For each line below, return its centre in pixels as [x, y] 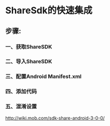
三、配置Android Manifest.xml [43, 77]
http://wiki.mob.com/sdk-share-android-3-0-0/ [55, 118]
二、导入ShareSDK [29, 62]
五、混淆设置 [21, 107]
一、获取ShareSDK [29, 46]
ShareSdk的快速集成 [49, 10]
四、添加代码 [21, 91]
